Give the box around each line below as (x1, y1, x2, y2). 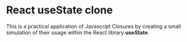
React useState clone (6, 3, 114, 17)
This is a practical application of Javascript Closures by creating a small (6, 23, 182, 30)
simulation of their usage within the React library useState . (6, 29, 150, 36)
